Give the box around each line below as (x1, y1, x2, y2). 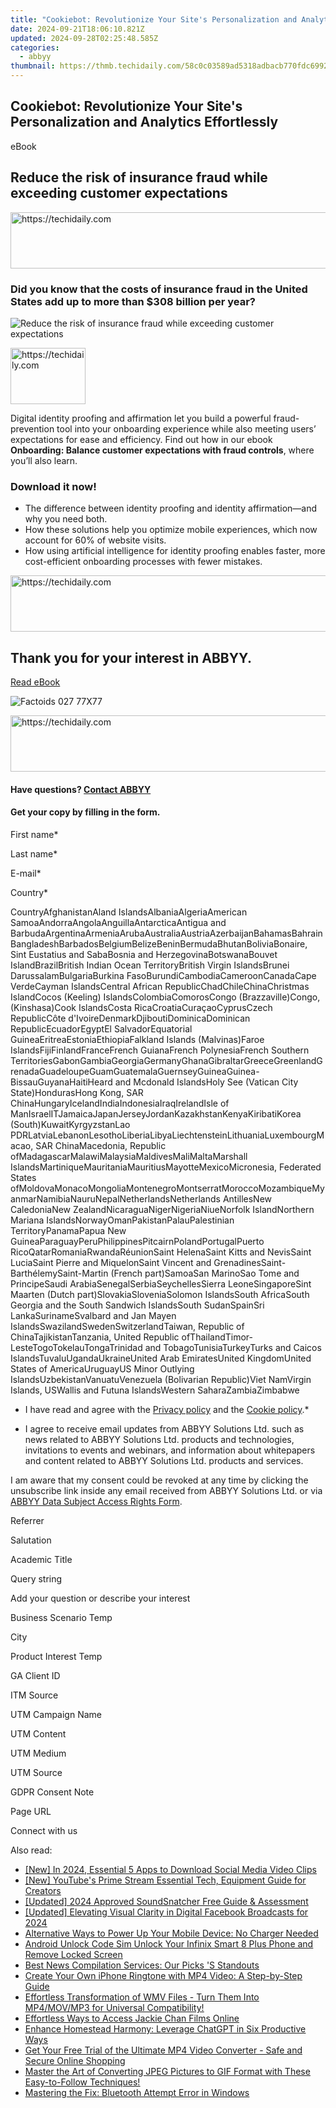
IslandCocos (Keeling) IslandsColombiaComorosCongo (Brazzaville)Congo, (10, 991, 321, 1003)
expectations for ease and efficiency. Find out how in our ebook (10, 433, 273, 445)
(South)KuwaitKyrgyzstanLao (10, 1118, 131, 1130)
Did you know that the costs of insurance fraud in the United (10, 282, 308, 296)
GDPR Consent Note (10, 1786, 95, 1798)
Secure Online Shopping (24, 2054, 126, 2066)
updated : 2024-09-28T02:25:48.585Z (10, 33, 159, 43)
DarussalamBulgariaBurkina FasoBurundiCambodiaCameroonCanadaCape (10, 969, 317, 981)
